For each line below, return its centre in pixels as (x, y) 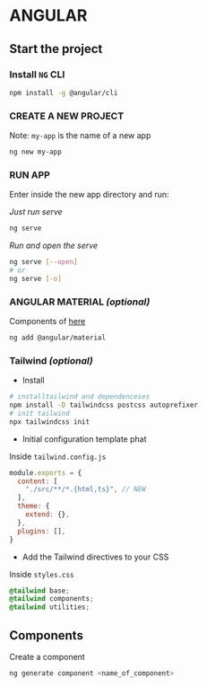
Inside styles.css (42, 574)
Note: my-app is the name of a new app (80, 136)
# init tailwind (39, 413)
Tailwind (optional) (52, 360)
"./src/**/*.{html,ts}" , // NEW (86, 489)
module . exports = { (46, 472)
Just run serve (36, 212)
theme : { (34, 506)
